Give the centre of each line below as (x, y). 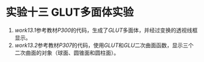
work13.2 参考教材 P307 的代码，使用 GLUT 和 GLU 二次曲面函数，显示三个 (104, 45)
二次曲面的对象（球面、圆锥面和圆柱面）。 (67, 52)
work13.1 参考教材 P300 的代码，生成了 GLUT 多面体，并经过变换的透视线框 (106, 30)
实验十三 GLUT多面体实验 (70, 12)
